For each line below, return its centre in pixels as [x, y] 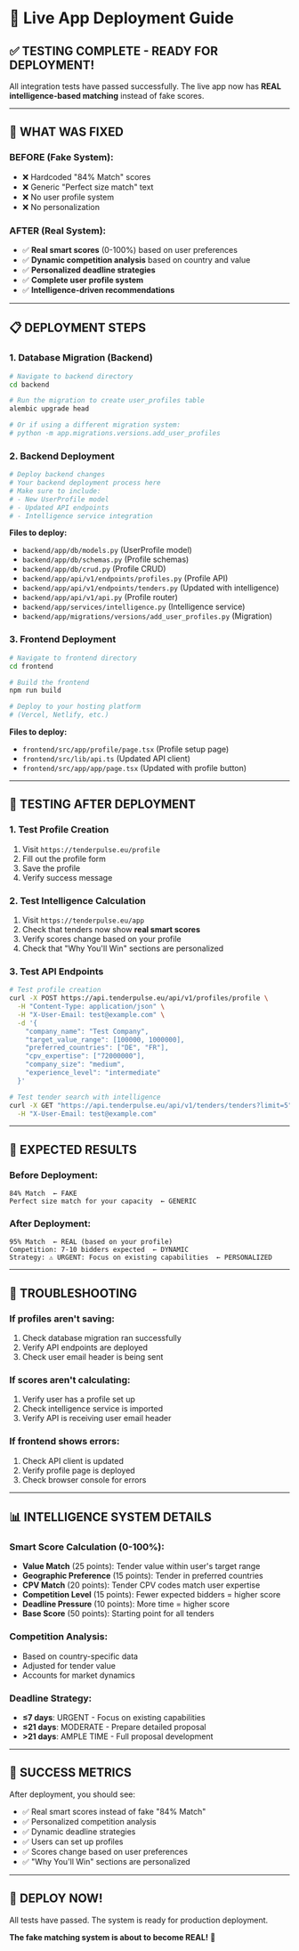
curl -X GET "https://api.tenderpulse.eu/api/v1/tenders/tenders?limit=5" [151, 1105]
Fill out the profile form [64, 858]
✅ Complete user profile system [83, 280]
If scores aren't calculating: [70, 1380]
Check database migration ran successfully [102, 1338]
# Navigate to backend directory [71, 376]
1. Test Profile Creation [59, 830]
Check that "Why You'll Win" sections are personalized [123, 948]
